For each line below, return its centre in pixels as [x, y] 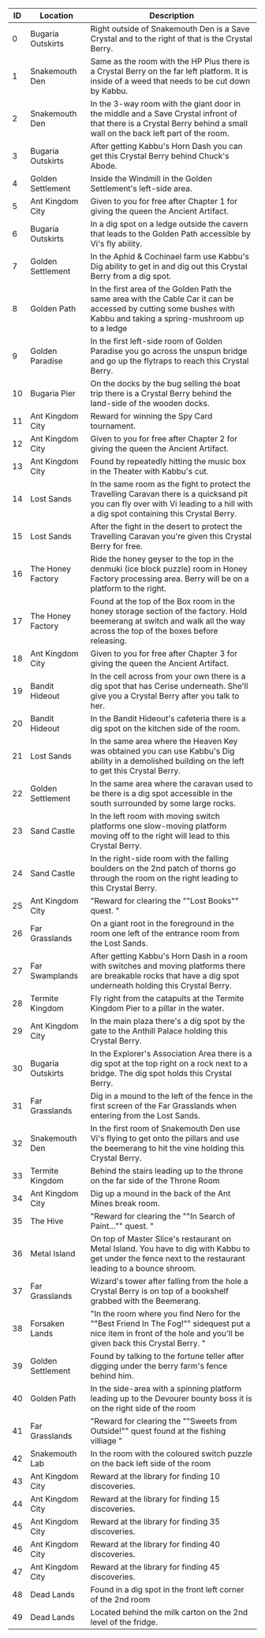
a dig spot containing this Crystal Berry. [164, 514]
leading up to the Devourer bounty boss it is [171, 1398]
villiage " [106, 1441]
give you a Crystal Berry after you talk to [165, 696]
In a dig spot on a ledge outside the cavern [169, 224]
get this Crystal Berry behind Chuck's [160, 156]
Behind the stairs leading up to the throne [167, 1171]
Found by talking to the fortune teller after [167, 1356]
